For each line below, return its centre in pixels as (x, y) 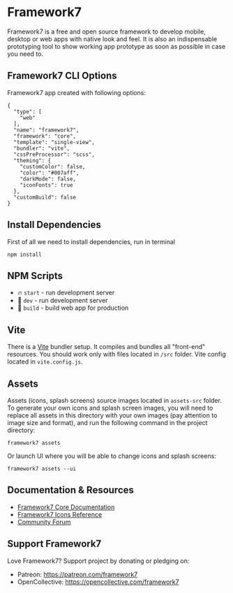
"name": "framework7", (46, 130)
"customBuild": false (45, 197)
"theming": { (32, 160)
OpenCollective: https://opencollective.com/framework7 (98, 582)
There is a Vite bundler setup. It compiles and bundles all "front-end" (106, 347)
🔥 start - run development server (66, 293)
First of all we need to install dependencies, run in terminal (91, 241)
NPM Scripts (35, 276)
